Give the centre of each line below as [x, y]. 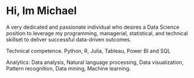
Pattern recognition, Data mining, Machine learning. [68, 68]
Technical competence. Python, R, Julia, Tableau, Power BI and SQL [88, 50]
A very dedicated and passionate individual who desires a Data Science [93, 27]
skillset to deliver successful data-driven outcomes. [69, 39]
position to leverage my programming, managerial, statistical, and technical [97, 33]
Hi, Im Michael [41, 11]
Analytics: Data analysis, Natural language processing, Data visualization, [95, 62]
